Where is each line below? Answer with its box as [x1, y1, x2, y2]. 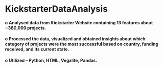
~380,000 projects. [5, 25, 47, 31]
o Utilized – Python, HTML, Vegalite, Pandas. [5, 57, 97, 63]
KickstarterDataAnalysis [5, 3, 108, 15]
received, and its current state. [5, 46, 70, 52]
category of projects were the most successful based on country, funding [5, 41, 159, 47]
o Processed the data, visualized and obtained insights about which [5, 36, 146, 42]
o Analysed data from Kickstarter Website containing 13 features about [5, 19, 153, 25]
